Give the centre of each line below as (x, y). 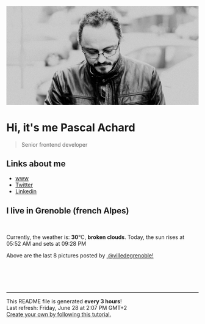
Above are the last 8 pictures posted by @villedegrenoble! (80, 256)
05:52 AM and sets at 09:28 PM (46, 244)
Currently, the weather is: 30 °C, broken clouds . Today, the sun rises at (95, 237)
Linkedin (26, 191)
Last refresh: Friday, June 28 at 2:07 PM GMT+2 (67, 308)
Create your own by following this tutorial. (59, 314)
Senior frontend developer (54, 144)
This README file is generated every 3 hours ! (64, 301)
